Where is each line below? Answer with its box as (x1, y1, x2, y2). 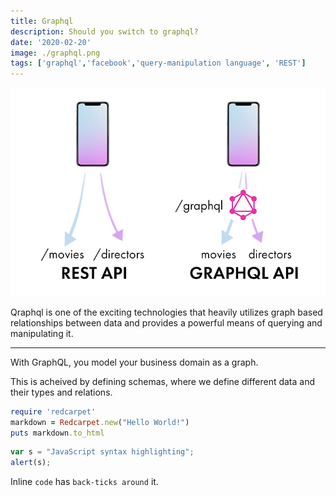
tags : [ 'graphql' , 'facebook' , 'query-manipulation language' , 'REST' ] (10, 58, 307, 69)
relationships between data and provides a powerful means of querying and (10, 316, 323, 329)
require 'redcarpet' (10, 406, 97, 417)
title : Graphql (10, 16, 74, 26)
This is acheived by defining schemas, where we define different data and (10, 375, 316, 387)
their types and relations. (10, 386, 113, 398)
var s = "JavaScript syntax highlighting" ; (10, 447, 195, 457)
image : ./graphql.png (10, 48, 101, 58)
